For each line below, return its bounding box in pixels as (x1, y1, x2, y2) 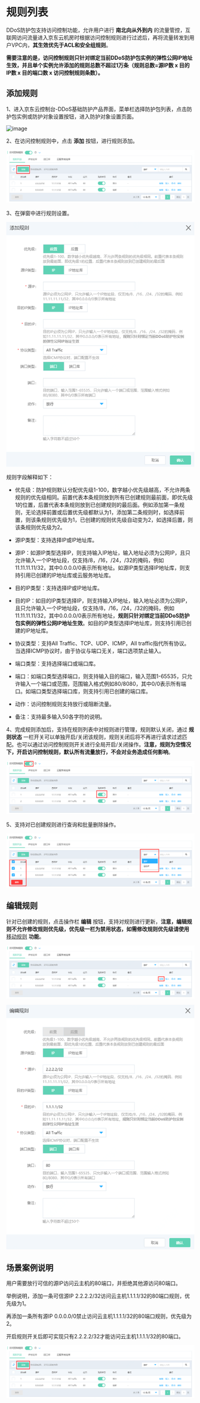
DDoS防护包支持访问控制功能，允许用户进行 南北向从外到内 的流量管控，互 (6, 26, 191, 34)
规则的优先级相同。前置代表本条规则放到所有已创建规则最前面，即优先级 (14, 494, 193, 501)
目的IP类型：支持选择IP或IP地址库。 (14, 585, 103, 592)
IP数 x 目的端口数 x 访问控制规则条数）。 (6, 69, 103, 76)
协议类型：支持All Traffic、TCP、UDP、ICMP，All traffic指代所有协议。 (14, 640, 190, 647)
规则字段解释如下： (6, 474, 54, 481)
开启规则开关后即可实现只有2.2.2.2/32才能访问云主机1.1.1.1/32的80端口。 (6, 1333, 184, 1340)
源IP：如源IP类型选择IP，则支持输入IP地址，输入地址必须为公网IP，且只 (14, 549, 191, 557)
